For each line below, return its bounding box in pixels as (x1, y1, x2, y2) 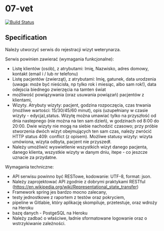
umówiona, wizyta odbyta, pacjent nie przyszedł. (12, 139, 111, 144)
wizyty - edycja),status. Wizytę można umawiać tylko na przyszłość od (12, 113, 156, 118)
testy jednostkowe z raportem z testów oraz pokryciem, (12, 194, 125, 200)
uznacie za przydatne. (12, 154, 57, 160)
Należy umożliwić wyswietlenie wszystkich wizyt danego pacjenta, (12, 144, 148, 150)
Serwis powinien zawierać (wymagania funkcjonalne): (5, 56, 114, 62)
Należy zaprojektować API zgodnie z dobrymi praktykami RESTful (12, 178, 146, 184)
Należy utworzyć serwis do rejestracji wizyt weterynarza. (5, 46, 121, 52)
